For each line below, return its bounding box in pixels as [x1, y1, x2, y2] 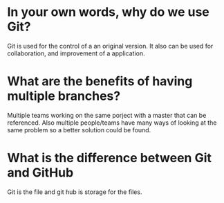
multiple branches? [7, 88, 121, 104]
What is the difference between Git [7, 150, 212, 166]
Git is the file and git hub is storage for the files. [7, 188, 142, 196]
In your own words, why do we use [7, 4, 209, 20]
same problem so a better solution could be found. [7, 125, 151, 134]
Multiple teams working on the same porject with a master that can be [7, 111, 207, 119]
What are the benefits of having [7, 73, 193, 89]
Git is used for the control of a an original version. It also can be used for [7, 42, 214, 50]
